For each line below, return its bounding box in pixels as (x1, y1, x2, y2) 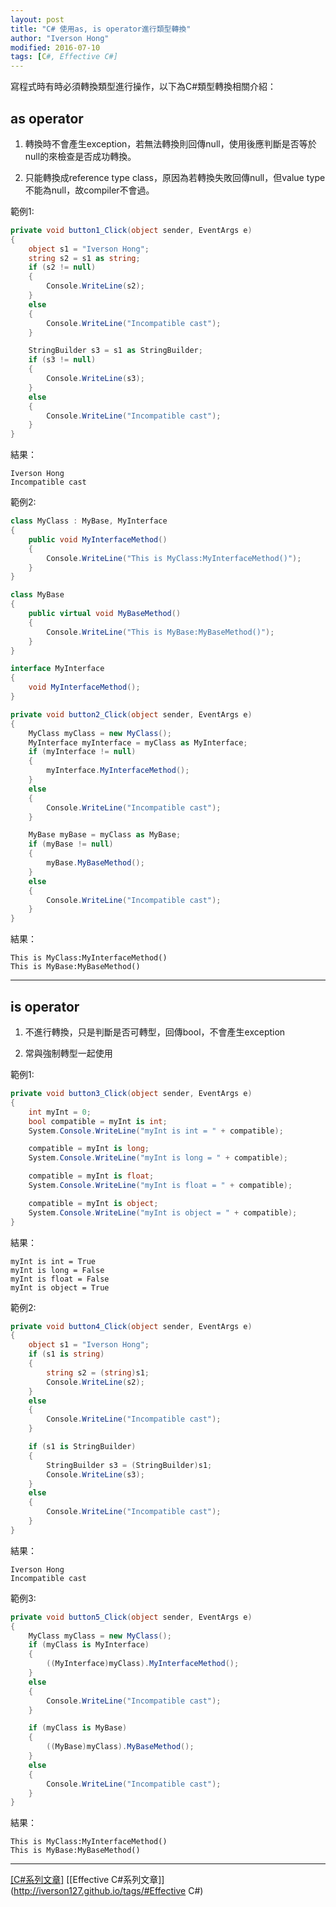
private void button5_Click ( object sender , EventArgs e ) (10, 1612, 253, 1622)
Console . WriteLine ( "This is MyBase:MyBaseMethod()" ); (46, 627, 275, 637)
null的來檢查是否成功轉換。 (24, 150, 137, 162)
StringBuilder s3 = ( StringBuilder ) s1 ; (46, 1460, 213, 1470)
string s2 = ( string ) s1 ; (46, 1367, 150, 1378)
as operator (10, 110, 84, 127)
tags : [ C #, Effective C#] (10, 52, 118, 62)
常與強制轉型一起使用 (24, 1047, 113, 1059)
